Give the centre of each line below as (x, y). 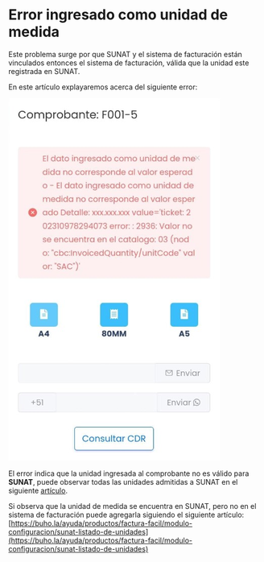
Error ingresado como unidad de (118, 15)
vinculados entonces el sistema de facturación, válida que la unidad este (129, 63)
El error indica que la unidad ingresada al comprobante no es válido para (129, 473)
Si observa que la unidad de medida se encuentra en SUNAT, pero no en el (132, 506)
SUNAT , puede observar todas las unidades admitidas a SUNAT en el (123, 481)
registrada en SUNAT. (44, 71)
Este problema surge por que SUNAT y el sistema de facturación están (126, 54)
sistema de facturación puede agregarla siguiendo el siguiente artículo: (126, 514)
